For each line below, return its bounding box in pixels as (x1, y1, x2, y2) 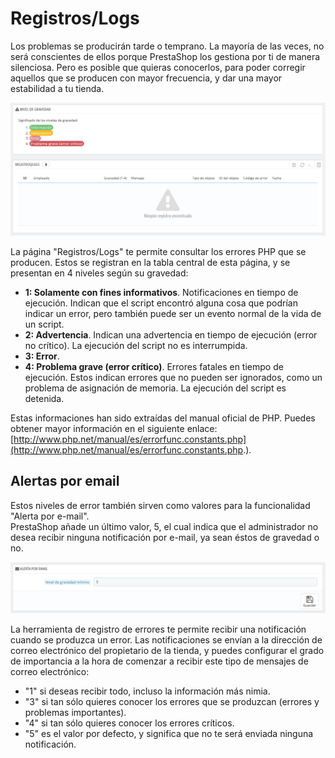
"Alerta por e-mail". (10, 510, 90, 522)
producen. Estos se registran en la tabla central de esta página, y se (10, 257, 291, 269)
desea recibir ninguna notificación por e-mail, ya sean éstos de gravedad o (10, 531, 320, 543)
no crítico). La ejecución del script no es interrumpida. (24, 340, 248, 352)
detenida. (24, 393, 65, 405)
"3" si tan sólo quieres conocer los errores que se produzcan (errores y (24, 695, 320, 707)
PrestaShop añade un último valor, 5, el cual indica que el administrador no (10, 520, 319, 532)
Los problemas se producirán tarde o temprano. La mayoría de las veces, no (10, 40, 325, 52)
